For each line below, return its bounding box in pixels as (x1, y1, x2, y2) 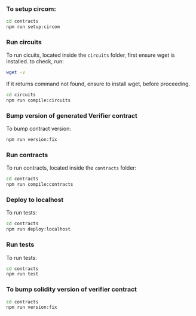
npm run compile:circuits (6, 97, 71, 103)
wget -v (6, 69, 26, 76)
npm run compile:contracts (6, 182, 73, 188)
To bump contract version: (6, 125, 72, 133)
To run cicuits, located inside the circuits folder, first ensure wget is (6, 51, 175, 59)
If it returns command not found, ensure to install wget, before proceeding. (6, 80, 190, 88)
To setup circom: (6, 5, 57, 13)
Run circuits (6, 38, 42, 46)
